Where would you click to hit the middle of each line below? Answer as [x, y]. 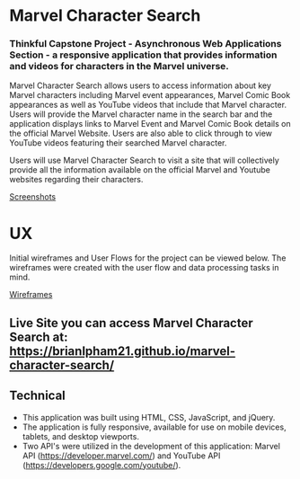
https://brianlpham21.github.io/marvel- [123, 351]
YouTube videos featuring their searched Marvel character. [118, 143]
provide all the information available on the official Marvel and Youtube [140, 170]
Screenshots [33, 197]
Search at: [39, 337]
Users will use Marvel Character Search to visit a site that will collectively [145, 160]
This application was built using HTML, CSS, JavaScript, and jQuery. [149, 417]
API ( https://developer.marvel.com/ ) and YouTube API [121, 456]
